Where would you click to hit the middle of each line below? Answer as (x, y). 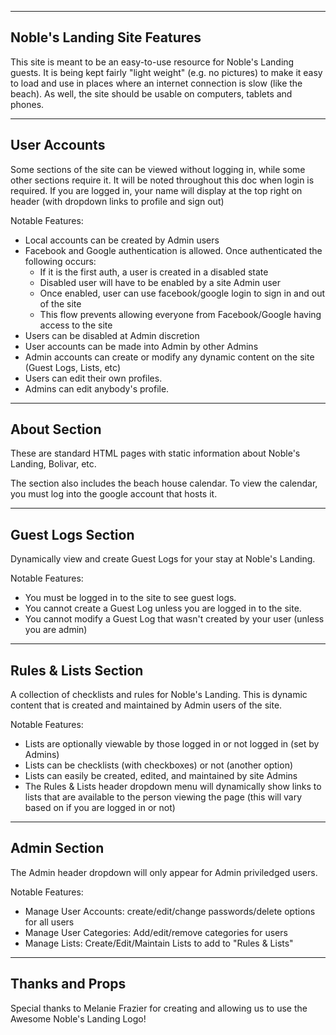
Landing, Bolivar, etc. (53, 464)
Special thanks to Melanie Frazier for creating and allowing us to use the (159, 1008)
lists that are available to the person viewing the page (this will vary (163, 797)
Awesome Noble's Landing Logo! (78, 1018)
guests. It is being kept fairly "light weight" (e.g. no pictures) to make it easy (166, 72)
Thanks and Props (68, 984)
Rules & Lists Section (77, 670)
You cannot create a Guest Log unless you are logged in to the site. (163, 608)
